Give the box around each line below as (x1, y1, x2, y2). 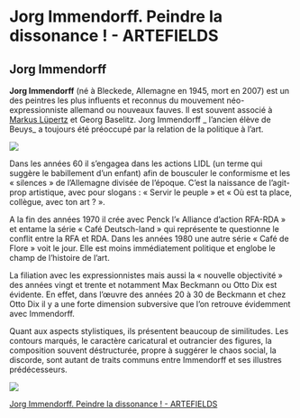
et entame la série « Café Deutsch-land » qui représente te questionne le (9, 224, 279, 234)
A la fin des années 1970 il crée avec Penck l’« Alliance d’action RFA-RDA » (9, 214, 286, 225)
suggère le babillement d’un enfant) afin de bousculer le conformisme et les (9, 168, 291, 178)
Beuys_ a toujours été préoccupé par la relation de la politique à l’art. (9, 124, 264, 135)
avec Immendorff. (9, 309, 75, 319)
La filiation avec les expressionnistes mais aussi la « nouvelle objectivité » (9, 270, 284, 281)
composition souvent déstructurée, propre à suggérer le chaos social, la (9, 345, 277, 356)
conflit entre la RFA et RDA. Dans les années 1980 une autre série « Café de (9, 233, 290, 244)
